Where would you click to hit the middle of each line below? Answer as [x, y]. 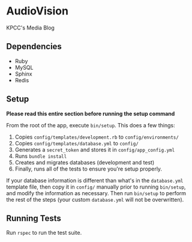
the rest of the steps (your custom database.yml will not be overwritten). [95, 199]
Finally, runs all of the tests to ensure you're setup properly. [88, 169]
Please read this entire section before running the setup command [91, 113]
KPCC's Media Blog [31, 28]
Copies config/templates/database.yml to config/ [77, 143]
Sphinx [23, 74]
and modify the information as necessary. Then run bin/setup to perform [96, 193]
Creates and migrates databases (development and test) [85, 162]
